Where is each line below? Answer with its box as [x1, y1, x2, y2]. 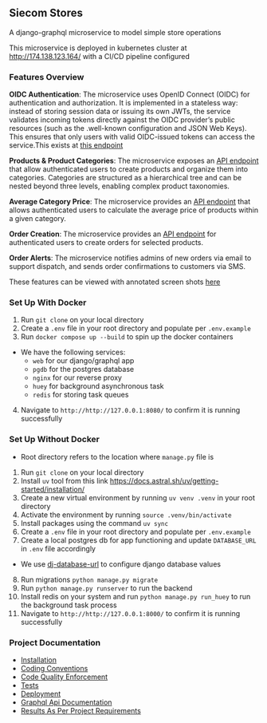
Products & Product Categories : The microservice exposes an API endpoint [9, 156, 259, 166]
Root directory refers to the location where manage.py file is [20, 452, 214, 461]
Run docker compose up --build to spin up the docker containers [20, 332, 234, 342]
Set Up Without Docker [9, 434, 100, 445]
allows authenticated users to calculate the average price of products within [9, 205, 258, 215]
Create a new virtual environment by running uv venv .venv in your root [20, 492, 256, 502]
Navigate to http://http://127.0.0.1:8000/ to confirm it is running [20, 608, 241, 618]
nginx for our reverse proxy [32, 373, 123, 382]
